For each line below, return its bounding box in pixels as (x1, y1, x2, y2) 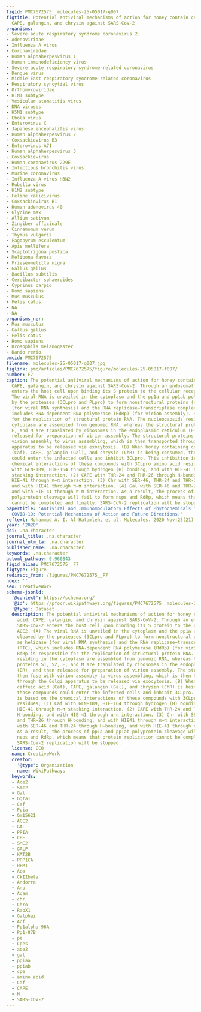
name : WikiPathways (17, 768, 66, 774)
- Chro (11, 902, 28, 908)
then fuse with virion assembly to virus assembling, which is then (17, 673, 191, 679)
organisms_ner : (6, 316, 44, 322)
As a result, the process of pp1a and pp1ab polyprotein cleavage (17, 729, 186, 735)
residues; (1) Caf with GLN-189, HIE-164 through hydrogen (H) (17, 700, 178, 707)
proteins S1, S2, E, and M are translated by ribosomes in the (17, 661, 178, 668)
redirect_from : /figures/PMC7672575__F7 (6, 573, 109, 579)
